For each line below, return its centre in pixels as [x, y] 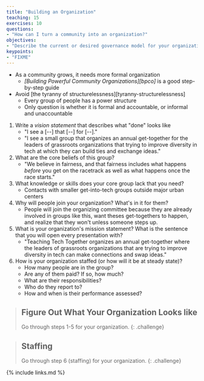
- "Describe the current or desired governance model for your [88, 46]
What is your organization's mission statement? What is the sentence [101, 228]
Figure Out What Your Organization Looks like [109, 313]
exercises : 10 [24, 23]
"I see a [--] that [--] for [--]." [61, 131]
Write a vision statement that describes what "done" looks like [93, 125]
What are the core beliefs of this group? [65, 157]
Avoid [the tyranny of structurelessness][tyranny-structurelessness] [100, 94]
